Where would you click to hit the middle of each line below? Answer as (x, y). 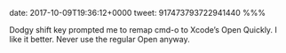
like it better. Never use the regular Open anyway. (99, 39)
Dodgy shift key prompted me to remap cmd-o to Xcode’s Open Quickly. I (143, 30)
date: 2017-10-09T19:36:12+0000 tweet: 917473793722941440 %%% (138, 13)
